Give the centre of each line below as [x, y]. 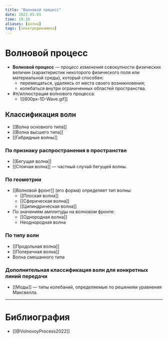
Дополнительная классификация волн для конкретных [77, 270]
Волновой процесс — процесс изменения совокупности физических [87, 67]
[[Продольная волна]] [36, 246]
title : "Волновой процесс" [33, 10]
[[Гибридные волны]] [35, 137]
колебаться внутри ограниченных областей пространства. [83, 89]
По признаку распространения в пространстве [66, 150]
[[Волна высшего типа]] [38, 132]
